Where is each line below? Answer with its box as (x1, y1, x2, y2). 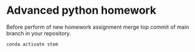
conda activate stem (6, 41, 59, 47)
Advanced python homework (6, 4, 157, 17)
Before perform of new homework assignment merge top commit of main (6, 23, 190, 30)
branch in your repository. (6, 29, 71, 36)
